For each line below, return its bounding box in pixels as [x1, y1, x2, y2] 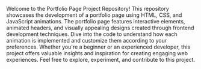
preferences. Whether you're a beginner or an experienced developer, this [6, 43, 191, 50]
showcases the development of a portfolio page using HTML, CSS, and [6, 11, 182, 19]
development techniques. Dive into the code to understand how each [6, 31, 178, 38]
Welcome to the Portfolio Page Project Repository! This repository [6, 5, 170, 12]
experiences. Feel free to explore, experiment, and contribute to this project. [6, 56, 196, 63]
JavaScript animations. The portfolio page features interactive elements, [6, 18, 185, 25]
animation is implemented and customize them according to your [6, 37, 167, 44]
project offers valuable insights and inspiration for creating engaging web [6, 50, 188, 56]
